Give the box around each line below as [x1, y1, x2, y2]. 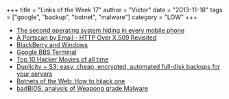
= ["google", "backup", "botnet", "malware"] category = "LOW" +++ [6, 13, 198, 21]
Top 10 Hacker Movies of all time [16, 55, 109, 63]
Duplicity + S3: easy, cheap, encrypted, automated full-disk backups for [16, 63, 221, 70]
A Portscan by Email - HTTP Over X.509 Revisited [16, 33, 157, 42]
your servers [16, 70, 53, 78]
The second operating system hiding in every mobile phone [16, 27, 185, 34]
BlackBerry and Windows [16, 41, 88, 48]
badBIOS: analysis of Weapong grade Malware [16, 85, 149, 92]
